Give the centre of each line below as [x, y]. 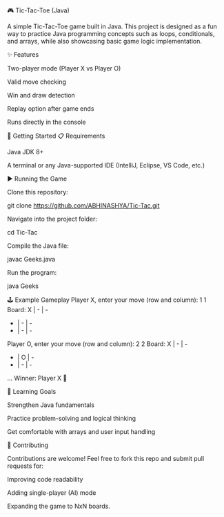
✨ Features [23, 54]
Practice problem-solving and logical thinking [72, 418]
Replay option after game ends [51, 109]
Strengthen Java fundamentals [51, 405]
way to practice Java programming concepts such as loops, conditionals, [111, 34]
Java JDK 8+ [26, 152]
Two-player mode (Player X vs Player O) [64, 68]
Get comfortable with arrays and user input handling [81, 432]
